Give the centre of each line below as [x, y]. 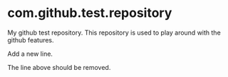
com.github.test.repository [90, 13]
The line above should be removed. [59, 67]
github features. [31, 40]
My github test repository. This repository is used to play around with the [114, 32]
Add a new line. [30, 54]
